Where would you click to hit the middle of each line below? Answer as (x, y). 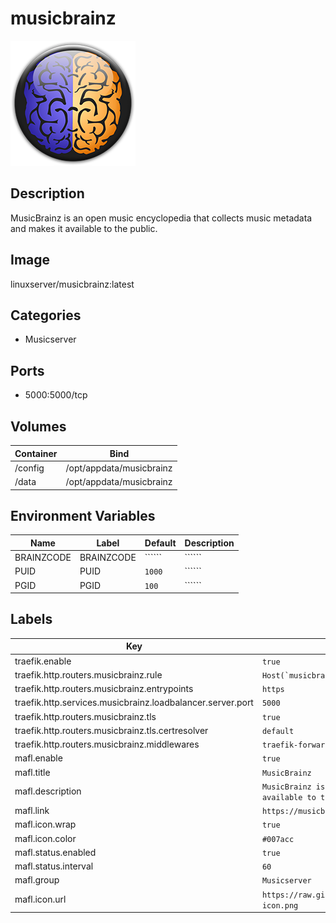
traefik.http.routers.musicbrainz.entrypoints (104, 689)
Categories (46, 315)
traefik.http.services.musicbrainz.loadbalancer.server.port (134, 703)
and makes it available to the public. (84, 228)
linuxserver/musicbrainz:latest (72, 284)
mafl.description (48, 791)
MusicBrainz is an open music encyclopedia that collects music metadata (161, 218)
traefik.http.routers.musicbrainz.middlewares (107, 744)
